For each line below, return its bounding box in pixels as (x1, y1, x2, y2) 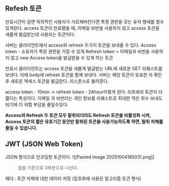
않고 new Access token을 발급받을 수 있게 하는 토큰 (10, 55, 114, 61)
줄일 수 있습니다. (5, 125, 38, 131)
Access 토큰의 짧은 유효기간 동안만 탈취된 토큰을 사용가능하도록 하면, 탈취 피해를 (5, 118, 163, 124)
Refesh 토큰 (5, 4, 42, 13)
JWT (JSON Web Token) (5, 140, 83, 149)
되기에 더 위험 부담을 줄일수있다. (5, 101, 69, 107)
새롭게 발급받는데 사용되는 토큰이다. (5, 31, 76, 37)
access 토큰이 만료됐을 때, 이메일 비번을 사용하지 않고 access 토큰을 (24, 25, 160, 31)
